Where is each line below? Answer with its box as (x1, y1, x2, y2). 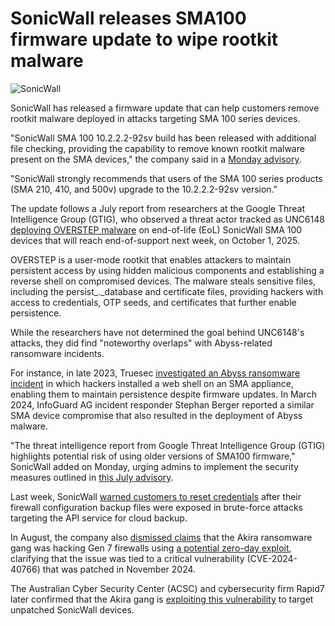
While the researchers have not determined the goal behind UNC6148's (10, 326, 305, 338)
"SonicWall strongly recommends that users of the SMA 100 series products (10, 172, 323, 184)
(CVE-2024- (246, 552, 298, 564)
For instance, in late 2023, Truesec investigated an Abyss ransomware (10, 367, 301, 379)
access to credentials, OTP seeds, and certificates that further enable (10, 296, 297, 308)
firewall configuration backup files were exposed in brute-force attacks (10, 501, 303, 513)
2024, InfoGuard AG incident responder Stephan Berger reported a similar (10, 398, 315, 411)
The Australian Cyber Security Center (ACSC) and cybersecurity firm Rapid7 (10, 582, 325, 594)
